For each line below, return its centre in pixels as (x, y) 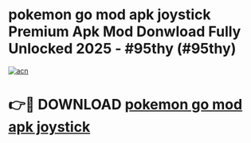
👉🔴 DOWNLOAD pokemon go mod (125, 105)
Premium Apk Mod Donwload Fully (125, 32)
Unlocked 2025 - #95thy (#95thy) (122, 49)
